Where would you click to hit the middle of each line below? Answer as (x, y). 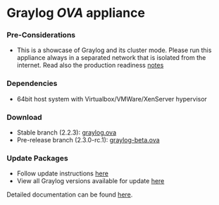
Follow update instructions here (62, 173)
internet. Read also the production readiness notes (90, 66)
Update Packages (37, 158)
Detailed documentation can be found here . (70, 194)
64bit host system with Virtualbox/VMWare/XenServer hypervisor (112, 99)
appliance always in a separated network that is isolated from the (111, 58)
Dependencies (32, 84)
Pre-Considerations (41, 35)
